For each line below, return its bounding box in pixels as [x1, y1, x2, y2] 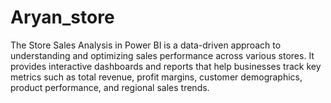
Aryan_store [10, 6, 115, 29]
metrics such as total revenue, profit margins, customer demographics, [10, 71, 303, 83]
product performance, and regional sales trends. [10, 81, 210, 93]
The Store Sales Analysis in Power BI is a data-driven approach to [10, 39, 282, 51]
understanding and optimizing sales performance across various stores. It [10, 49, 315, 61]
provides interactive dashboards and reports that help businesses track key [10, 60, 322, 72]
